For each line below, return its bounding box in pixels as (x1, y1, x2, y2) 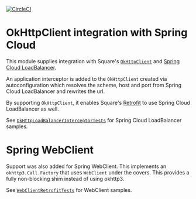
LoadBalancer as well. (6, 105, 60, 112)
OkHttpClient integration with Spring (6, 26, 188, 39)
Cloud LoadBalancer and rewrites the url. (6, 88, 105, 95)
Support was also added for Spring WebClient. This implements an (6, 163, 167, 170)
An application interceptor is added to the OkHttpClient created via (6, 75, 167, 82)
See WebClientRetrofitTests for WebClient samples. (6, 186, 132, 193)
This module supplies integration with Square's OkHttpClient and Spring (6, 57, 180, 64)
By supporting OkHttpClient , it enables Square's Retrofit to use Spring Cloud (6, 99, 190, 106)
